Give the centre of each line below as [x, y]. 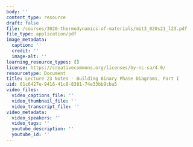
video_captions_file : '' [43, 95]
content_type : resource [36, 17]
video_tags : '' [31, 124]
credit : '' [25, 51]
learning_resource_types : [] [43, 62]
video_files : [23, 90]
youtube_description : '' [43, 129]
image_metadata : [27, 40]
